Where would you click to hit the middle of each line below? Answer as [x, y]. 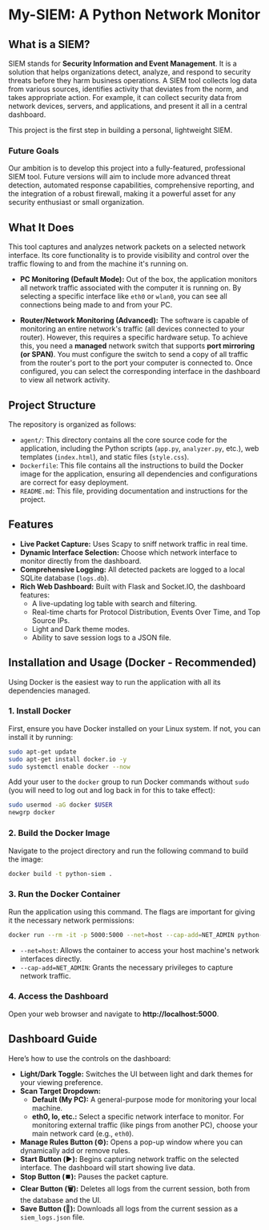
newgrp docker [32, 813]
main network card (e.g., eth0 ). [83, 1133]
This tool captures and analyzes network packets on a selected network [127, 247]
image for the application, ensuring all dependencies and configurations [139, 473]
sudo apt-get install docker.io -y [68, 759]
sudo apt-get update [43, 752]
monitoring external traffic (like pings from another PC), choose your [145, 1125]
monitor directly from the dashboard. [80, 561]
